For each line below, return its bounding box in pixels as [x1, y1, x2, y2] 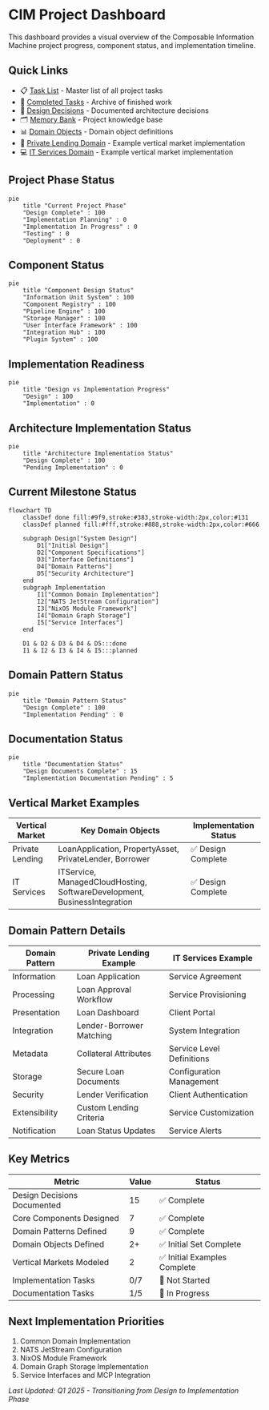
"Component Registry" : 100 [22, 300, 116, 309]
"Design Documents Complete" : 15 [22, 767, 138, 776]
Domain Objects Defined [12, 1239, 105, 1250]
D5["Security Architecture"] [37, 569, 134, 577]
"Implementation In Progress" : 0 [22, 223, 138, 231]
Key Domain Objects [80, 825, 160, 836]
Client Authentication [168, 1089, 248, 1100]
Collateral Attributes [76, 1048, 152, 1059]
